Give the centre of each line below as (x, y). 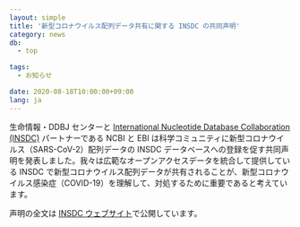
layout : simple (38, 17)
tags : (19, 67)
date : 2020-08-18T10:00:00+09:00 (72, 92)
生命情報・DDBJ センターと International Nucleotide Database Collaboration (150, 127)
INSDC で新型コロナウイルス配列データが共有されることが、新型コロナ (150, 171)
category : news (38, 34)
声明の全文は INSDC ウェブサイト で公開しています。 (106, 213)
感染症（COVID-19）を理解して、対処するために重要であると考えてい (160, 183)
